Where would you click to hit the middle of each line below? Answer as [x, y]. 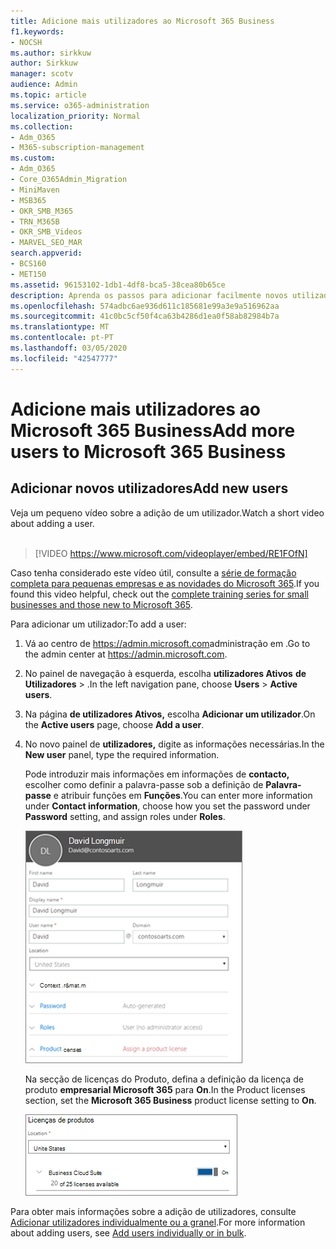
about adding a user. [52, 523]
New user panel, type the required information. [122, 754]
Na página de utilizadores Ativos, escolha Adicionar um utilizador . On [170, 714]
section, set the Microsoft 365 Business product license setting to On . [170, 1100]
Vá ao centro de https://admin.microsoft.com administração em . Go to [167, 643]
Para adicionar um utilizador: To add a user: [98, 624]
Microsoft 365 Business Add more [153, 430]
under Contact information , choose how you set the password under [167, 806]
